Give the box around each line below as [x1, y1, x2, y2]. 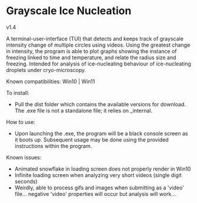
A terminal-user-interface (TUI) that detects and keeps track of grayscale [6, 35, 184, 42]
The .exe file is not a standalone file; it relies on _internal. [14, 107, 153, 114]
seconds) [14, 178, 38, 185]
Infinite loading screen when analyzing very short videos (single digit [14, 171, 182, 178]
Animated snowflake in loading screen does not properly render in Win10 [14, 165, 191, 172]
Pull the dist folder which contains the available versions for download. [14, 100, 186, 107]
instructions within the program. [14, 142, 92, 149]
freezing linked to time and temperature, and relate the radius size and [6, 54, 176, 61]
